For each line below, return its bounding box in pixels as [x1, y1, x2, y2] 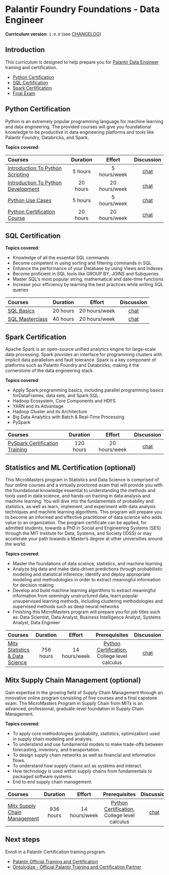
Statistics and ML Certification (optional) [5, 463, 136, 472]
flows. [12, 757, 26, 763]
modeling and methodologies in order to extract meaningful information [12, 577, 161, 582]
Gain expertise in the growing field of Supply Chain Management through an [5, 689, 163, 695]
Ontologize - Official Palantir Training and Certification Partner [12, 864, 142, 870]
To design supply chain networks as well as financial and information [12, 752, 156, 758]
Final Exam [12, 90, 36, 96]
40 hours [52, 315, 74, 322]
